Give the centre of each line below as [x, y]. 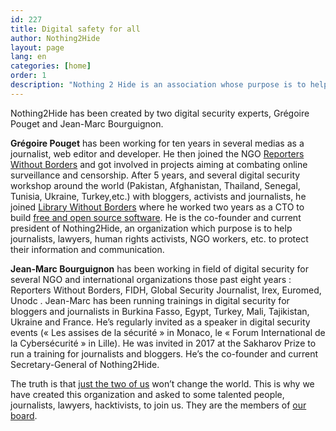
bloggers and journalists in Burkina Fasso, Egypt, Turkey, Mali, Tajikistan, [160, 311]
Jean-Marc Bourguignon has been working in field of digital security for [159, 268]
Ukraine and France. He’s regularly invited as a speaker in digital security [160, 322]
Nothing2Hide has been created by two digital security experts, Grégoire [160, 113]
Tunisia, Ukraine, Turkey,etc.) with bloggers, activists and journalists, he [158, 196]
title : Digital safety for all [75, 29]
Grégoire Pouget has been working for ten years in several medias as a [157, 143]
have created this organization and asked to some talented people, [147, 394]
